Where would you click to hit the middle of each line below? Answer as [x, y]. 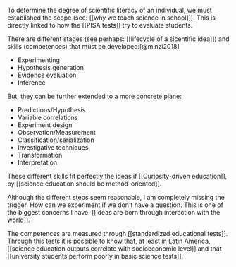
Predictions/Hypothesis [51, 110]
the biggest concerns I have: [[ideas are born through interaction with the [114, 212]
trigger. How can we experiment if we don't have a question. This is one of [116, 205]
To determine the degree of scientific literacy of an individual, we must [110, 10]
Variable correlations [48, 117]
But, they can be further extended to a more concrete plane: [94, 96]
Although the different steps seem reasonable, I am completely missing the [116, 197]
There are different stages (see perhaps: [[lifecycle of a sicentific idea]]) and [118, 39]
